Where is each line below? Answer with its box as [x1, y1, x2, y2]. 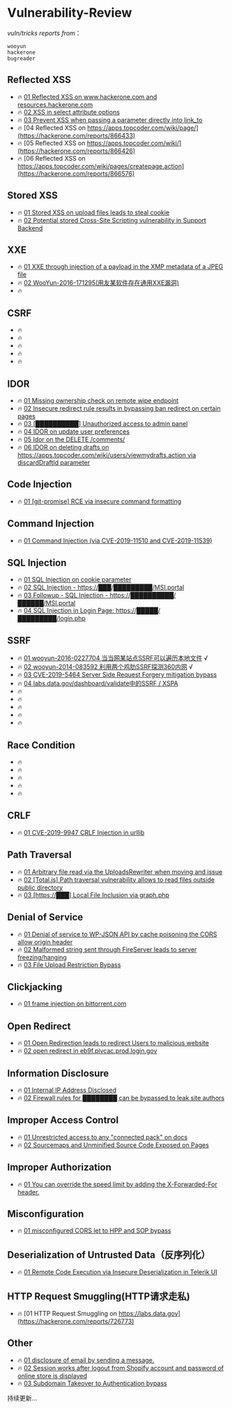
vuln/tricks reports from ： [7, 29, 82, 37]
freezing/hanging [17, 953, 68, 961]
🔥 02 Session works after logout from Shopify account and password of [17, 1364, 224, 1372]
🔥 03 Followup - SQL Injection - [17, 591, 109, 600]
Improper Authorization [7, 1161, 111, 1174]
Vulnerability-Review [7, 5, 132, 21]
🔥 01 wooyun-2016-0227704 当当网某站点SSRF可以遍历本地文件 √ [17, 654, 208, 663]
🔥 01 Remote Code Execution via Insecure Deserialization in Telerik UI [17, 1268, 218, 1276]
